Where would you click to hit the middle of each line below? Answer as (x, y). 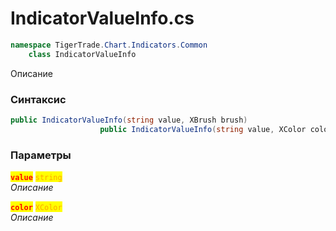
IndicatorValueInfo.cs (102, 18)
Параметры (41, 155)
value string (36, 178)
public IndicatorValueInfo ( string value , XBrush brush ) (129, 120)
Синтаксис (38, 99)
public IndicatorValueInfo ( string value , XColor (203, 129)
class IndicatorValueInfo (82, 54)
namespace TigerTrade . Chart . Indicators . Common (109, 45)
